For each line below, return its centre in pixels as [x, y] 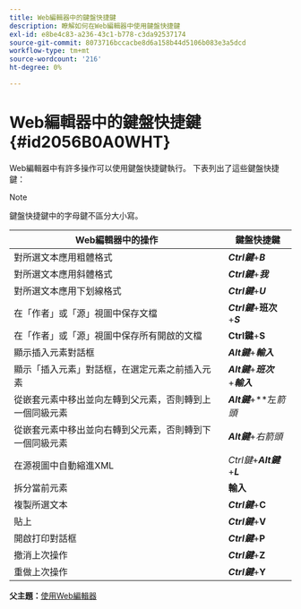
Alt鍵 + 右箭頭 [255, 436]
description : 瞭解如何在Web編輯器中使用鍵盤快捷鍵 [95, 26]
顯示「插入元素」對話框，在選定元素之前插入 [108, 369]
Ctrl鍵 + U [247, 290]
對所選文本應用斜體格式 [64, 274]
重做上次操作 [41, 571]
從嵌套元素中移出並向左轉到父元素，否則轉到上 [113, 399]
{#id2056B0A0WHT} [90, 142]
